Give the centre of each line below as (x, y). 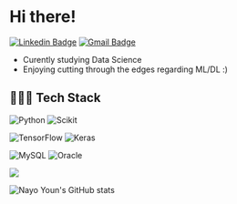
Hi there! (43, 17)
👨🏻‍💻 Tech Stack (55, 98)
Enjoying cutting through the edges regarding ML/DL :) (125, 69)
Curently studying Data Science (82, 59)
